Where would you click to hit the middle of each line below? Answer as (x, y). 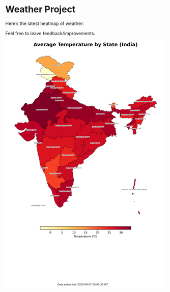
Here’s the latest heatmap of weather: (45, 23)
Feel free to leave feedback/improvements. (50, 33)
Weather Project (40, 9)
